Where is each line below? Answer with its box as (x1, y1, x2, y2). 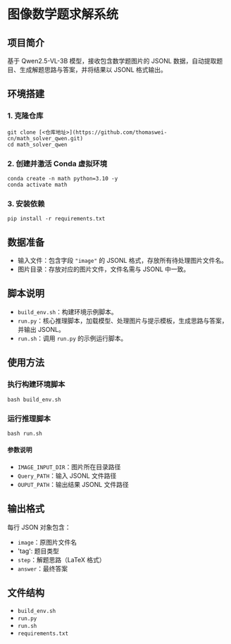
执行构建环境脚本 (7, 380, 65, 390)
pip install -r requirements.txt (7, 216, 106, 223)
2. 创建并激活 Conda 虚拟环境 (7, 159, 108, 168)
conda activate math (7, 181, 68, 188)
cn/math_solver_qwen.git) (7, 135, 83, 142)
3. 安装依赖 (7, 199, 45, 209)
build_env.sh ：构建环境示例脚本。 (17, 307, 118, 316)
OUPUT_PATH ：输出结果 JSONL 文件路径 (17, 481, 129, 489)
